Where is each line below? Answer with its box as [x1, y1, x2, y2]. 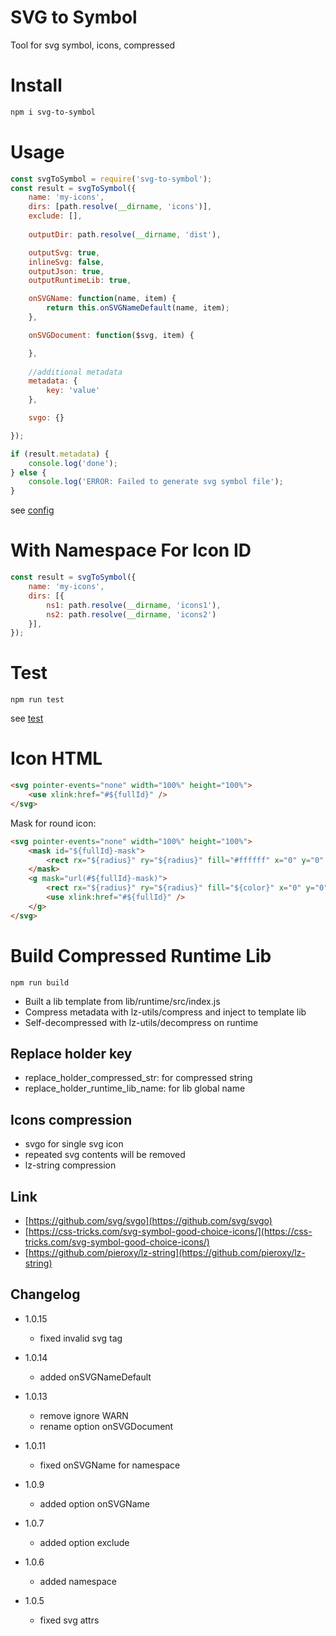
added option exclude [39, 1536, 130, 1548]
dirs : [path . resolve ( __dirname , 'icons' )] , [28, 202, 213, 212]
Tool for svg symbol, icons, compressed [10, 39, 176, 51]
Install [10, 74, 63, 97]
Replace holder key [10, 1045, 133, 1062]
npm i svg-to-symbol [10, 107, 97, 117]
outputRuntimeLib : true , [28, 276, 132, 286]
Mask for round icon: [10, 817, 97, 829]
